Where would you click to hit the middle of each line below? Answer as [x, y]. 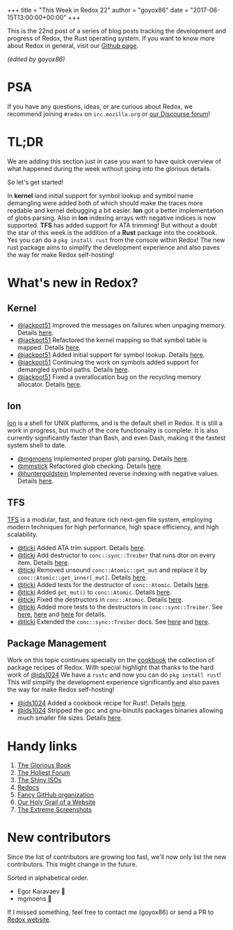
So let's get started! [35, 182]
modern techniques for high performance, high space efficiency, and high [113, 527]
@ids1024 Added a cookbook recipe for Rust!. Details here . [102, 703]
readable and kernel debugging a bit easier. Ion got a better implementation [115, 210]
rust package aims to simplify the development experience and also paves [114, 247]
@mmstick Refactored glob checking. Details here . [90, 466]
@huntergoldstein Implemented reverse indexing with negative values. [118, 473]
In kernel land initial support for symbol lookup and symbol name [101, 195]
